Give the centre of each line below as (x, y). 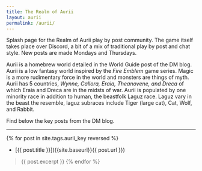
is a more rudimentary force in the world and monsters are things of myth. (98, 77)
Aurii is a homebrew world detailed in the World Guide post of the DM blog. (99, 64)
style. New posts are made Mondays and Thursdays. (72, 53)
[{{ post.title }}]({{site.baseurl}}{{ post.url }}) (70, 150)
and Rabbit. (20, 110)
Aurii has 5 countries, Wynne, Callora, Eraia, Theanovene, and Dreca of (95, 84)
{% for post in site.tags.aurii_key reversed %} (63, 138)
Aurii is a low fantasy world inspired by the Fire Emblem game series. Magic (100, 71)
